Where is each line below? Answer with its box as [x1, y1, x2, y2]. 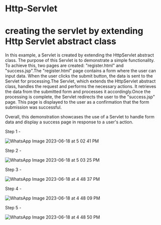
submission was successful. [5, 104, 62, 111]
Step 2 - [5, 148, 22, 154]
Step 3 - [5, 167, 22, 172]
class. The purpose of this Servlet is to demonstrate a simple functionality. [5, 57, 155, 63]
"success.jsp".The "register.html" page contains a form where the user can [5, 68, 157, 74]
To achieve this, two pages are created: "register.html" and [5, 62, 124, 69]
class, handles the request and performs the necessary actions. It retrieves [5, 84, 157, 89]
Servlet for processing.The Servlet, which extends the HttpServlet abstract [5, 78, 156, 84]
